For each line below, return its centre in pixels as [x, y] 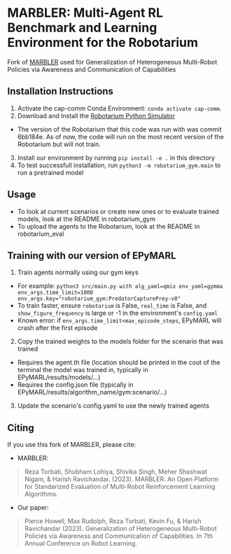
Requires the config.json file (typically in [75, 385]
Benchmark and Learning [82, 28]
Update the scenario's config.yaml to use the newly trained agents [113, 406]
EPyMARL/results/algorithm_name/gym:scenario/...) [92, 392]
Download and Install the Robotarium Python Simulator [96, 115]
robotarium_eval [41, 234]
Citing [21, 428]
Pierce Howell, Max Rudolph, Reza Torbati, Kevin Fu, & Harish [113, 521]
